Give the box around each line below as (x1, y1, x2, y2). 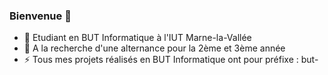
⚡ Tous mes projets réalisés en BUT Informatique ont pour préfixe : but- (23, 54, 319, 66)
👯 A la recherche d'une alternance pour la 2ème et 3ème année (23, 42, 286, 54)
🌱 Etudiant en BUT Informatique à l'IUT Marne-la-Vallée (23, 32, 252, 44)
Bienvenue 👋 (9, 9, 72, 23)
